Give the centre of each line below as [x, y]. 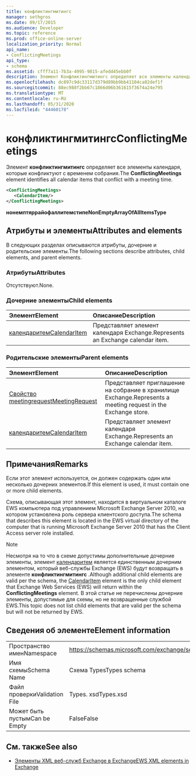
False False [84, 719]
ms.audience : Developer [35, 28]
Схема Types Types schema [107, 670]
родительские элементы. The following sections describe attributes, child [95, 251]
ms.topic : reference [31, 33]
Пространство [29, 646]
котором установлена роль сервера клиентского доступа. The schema [94, 515]
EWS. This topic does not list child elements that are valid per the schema [94, 606]
